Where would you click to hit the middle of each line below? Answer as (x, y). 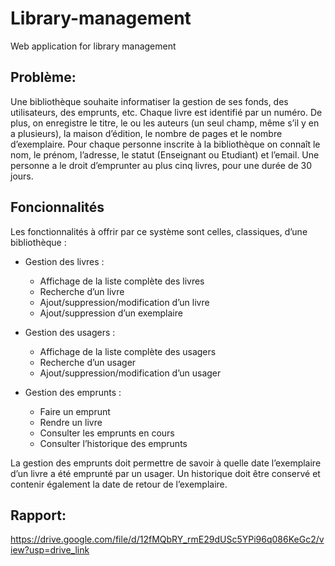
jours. (22, 176)
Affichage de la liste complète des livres (122, 281)
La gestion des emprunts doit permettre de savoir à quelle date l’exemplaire (166, 463)
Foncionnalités (57, 207)
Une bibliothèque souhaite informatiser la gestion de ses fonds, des (149, 101)
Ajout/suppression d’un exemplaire (111, 313)
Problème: (43, 77)
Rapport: (38, 515)
